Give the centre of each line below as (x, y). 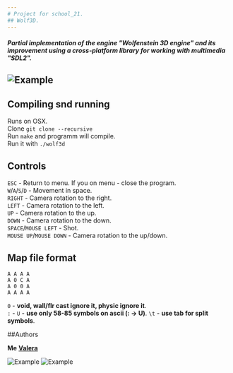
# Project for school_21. (45, 14)
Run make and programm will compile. (61, 136)
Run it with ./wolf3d (36, 144)
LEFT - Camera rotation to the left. (56, 206)
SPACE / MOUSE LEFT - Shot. (43, 228)
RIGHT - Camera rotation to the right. (60, 198)
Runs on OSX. (28, 122)
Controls (27, 166)
